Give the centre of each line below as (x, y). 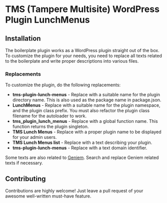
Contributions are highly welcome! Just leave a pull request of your (74, 191)
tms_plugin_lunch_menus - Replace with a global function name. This (85, 121)
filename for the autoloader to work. (49, 116)
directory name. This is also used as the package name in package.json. (87, 100)
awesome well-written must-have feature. (48, 196)
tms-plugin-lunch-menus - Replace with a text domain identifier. (80, 148)
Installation (23, 38)
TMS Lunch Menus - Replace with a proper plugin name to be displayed (87, 132)
